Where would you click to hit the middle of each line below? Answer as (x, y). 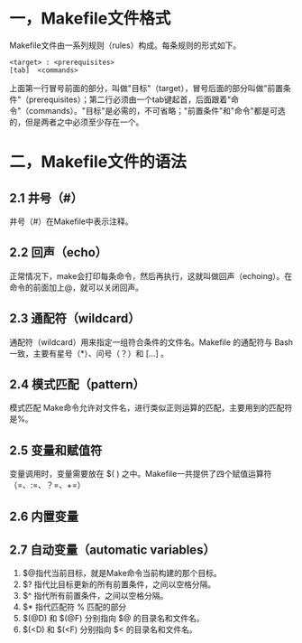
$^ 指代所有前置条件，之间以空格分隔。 (95, 596)
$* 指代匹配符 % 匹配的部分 (74, 607)
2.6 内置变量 (44, 516)
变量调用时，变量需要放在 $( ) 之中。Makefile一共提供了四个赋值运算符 (141, 474)
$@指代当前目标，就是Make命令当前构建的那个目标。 (122, 573)
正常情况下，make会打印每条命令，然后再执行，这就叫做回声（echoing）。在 (151, 275)
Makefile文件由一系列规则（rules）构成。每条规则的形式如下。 (125, 45)
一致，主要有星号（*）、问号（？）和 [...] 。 (89, 353)
